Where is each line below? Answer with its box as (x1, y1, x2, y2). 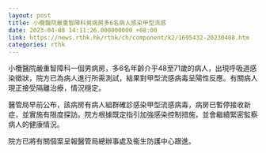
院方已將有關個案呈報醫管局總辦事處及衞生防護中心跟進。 (8, 136, 196, 146)
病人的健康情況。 (8, 120, 64, 129)
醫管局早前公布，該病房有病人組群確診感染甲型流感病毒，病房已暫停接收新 (8, 100, 251, 110)
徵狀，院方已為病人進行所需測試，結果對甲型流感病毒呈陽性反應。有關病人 (14, 73, 258, 83)
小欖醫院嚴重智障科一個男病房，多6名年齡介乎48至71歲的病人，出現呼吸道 (8, 64, 251, 73)
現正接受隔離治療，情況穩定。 (8, 84, 105, 93)
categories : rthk (8, 41, 66, 49)
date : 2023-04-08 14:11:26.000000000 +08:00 (8, 26, 158, 34)
